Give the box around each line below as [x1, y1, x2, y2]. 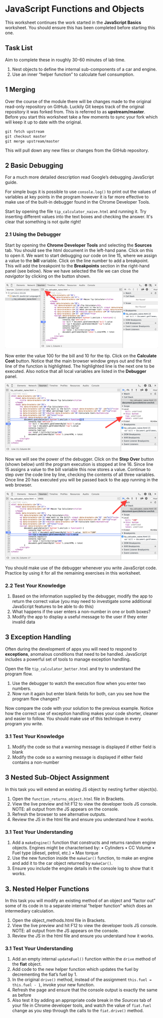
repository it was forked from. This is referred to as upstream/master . [5, 108, 146, 115]
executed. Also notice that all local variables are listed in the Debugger [5, 368, 147, 374]
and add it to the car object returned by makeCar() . [12, 860, 113, 866]
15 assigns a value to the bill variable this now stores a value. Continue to [5, 467, 151, 473]
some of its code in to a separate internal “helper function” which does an [5, 903, 153, 909]
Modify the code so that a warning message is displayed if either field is [12, 744, 156, 750]
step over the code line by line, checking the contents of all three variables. [5, 472, 155, 477]
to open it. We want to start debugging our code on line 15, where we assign [5, 252, 157, 258]
